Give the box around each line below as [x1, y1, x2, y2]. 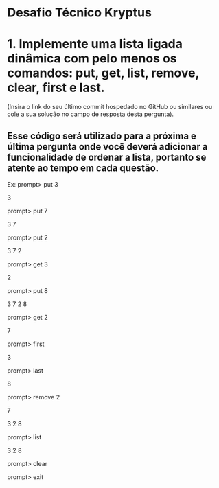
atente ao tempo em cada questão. [7, 162, 159, 174]
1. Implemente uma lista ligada [7, 36, 183, 52]
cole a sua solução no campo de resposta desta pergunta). [7, 110, 174, 118]
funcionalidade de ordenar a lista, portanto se [7, 151, 207, 163]
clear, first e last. [7, 80, 105, 95]
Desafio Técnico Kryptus [7, 5, 152, 21]
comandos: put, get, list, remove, [7, 65, 199, 81]
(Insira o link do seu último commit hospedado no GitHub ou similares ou [7, 103, 213, 111]
